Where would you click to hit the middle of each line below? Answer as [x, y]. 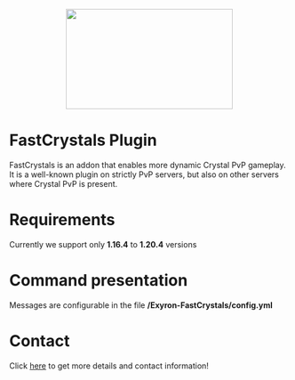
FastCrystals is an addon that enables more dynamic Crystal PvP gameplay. [147, 165]
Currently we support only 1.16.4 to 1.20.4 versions [103, 244]
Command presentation [99, 281]
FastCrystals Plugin [83, 140]
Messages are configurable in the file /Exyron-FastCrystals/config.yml [141, 305]
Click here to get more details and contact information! [109, 366]
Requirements [62, 220]
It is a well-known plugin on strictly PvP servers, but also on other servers [144, 174]
